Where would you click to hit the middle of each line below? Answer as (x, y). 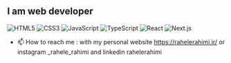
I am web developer (50, 11)
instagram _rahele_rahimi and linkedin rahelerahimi (90, 52)
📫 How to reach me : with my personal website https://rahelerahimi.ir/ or (121, 42)
